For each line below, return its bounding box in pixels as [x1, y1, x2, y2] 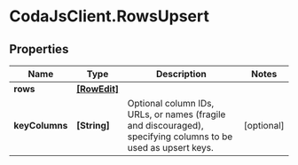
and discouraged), [127, 120, 204, 131]
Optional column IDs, [127, 98, 215, 109]
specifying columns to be [127, 130, 233, 143]
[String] [76, 120, 111, 131]
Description [155, 68, 207, 80]
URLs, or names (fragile [127, 108, 226, 121]
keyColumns [13, 120, 68, 131]
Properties [9, 42, 69, 57]
